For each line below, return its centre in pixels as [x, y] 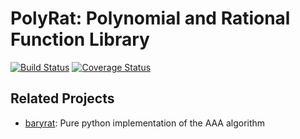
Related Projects [62, 98]
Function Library [80, 39]
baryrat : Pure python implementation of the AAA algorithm [145, 123]
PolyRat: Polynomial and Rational [150, 18]
